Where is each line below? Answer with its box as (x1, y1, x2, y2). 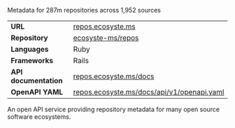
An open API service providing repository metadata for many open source (7, 105, 220, 113)
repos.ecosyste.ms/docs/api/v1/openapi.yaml (73, 87, 225, 97)
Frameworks (10, 56, 54, 65)
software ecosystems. (7, 113, 71, 121)
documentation (10, 76, 63, 85)
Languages (10, 45, 49, 54)
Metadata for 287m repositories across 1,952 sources (7, 6, 162, 14)
